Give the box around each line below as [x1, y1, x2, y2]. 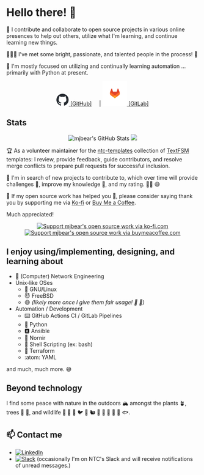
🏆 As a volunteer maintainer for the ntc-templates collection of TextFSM [6, 147, 189, 154]
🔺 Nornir [24, 334, 46, 341]
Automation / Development [15, 305, 83, 312]
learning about [6, 256, 64, 267]
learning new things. [6, 39, 58, 46]
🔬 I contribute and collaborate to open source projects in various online [6, 26, 185, 33]
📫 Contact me [6, 429, 62, 440]
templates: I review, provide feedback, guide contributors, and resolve [6, 155, 183, 163]
